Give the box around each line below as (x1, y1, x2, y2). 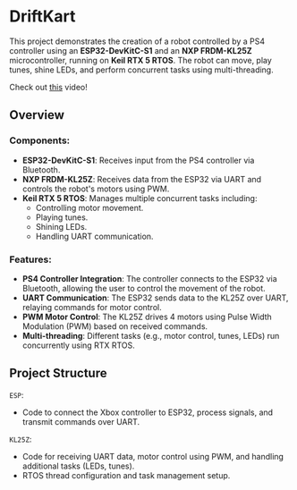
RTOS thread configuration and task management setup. (21, 469, 231, 480)
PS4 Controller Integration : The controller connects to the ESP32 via (21, 273, 277, 283)
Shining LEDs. (35, 221, 88, 232)
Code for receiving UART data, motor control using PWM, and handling (21, 451, 284, 461)
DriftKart (9, 6, 76, 27)
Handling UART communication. (35, 231, 154, 241)
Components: (9, 134, 71, 147)
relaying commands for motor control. (21, 301, 163, 312)
